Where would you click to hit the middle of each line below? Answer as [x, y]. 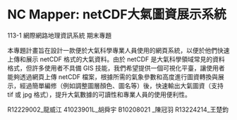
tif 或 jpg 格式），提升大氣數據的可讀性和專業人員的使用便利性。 [99, 94]
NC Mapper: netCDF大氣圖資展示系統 [117, 14]
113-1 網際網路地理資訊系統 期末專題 [60, 35]
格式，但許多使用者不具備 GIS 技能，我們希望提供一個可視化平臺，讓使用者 [116, 68]
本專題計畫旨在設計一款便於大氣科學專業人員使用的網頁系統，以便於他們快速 [119, 50]
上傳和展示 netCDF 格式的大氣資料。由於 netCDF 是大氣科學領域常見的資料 [116, 59]
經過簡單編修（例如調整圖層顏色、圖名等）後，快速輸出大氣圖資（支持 [121, 85]
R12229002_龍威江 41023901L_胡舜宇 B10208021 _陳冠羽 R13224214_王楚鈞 [118, 109]
